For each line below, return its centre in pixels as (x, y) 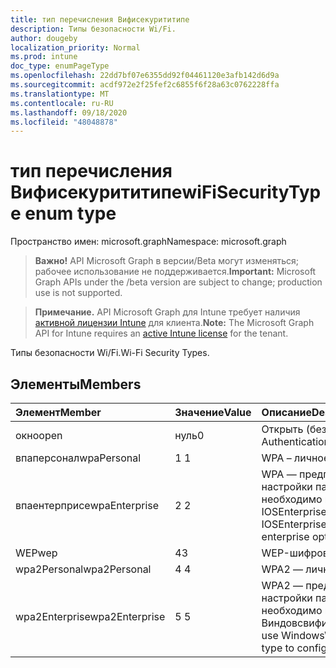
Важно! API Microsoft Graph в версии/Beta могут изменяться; (166, 261)
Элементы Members (76, 384)
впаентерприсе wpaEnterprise (87, 505)
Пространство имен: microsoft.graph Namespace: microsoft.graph (148, 242)
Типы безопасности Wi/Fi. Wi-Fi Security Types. (110, 353)
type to (278, 648)
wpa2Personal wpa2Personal (83, 569)
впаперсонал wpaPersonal (78, 458)
